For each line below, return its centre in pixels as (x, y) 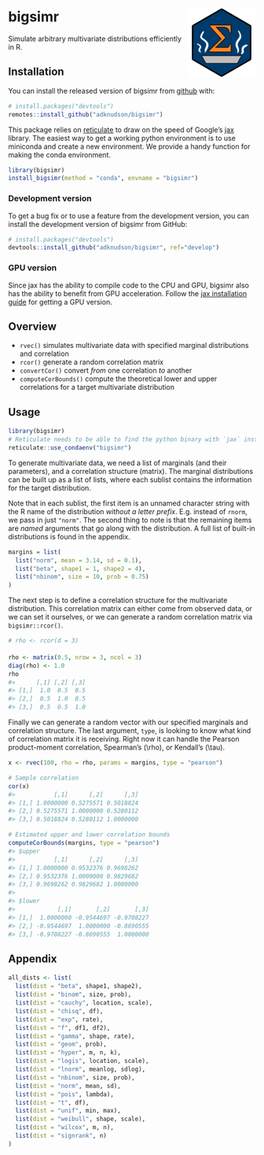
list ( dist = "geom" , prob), (61, 1044)
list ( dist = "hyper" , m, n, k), (68, 1053)
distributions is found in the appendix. (70, 536)
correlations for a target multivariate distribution (97, 387)
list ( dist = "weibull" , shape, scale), (81, 1119)
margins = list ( (35, 552)
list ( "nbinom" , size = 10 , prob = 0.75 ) (82, 577)
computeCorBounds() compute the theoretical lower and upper (118, 379)
